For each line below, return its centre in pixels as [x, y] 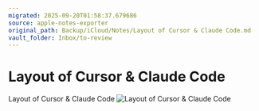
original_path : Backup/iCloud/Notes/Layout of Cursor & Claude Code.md [129, 30]
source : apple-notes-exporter [59, 23]
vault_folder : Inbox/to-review [60, 38]
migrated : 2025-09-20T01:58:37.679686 [73, 15]
